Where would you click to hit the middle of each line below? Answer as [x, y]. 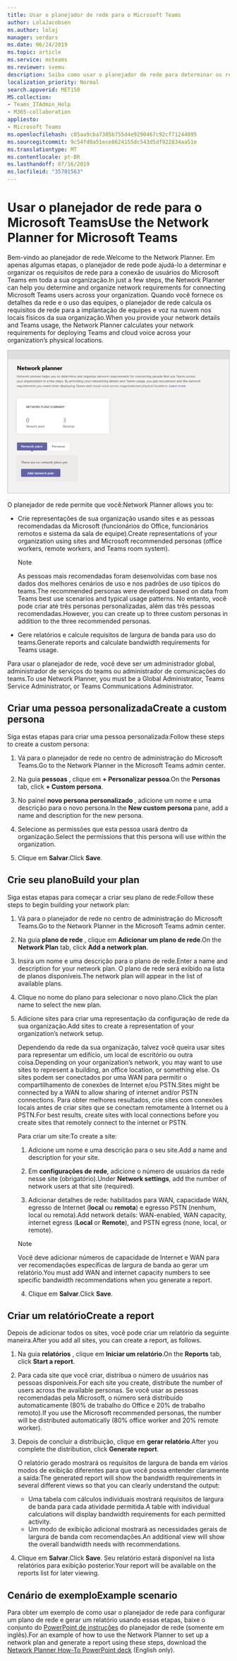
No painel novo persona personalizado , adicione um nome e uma [114, 800]
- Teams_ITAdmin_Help [39, 105]
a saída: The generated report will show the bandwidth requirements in [120, 1478]
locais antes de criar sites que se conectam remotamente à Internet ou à [123, 1107]
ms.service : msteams [38, 60]
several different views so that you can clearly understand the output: [119, 1485]
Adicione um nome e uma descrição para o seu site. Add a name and [127, 1150]
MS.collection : [30, 97]
